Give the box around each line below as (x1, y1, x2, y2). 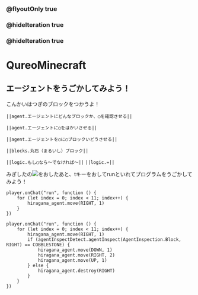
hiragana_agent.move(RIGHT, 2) (37, 252, 116, 258)
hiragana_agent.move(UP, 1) (37, 257, 108, 263)
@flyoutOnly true (6, 5, 58, 13)
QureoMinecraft (6, 58, 87, 72)
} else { (27, 262, 49, 268)
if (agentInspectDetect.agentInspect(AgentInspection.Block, (27, 236, 182, 242)
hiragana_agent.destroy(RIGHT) (37, 268, 116, 274)
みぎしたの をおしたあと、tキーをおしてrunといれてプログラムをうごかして (6, 170, 193, 177)
